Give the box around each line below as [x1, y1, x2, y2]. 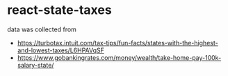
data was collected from [7, 25, 76, 33]
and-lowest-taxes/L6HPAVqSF [17, 46, 104, 54]
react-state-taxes [7, 2, 113, 18]
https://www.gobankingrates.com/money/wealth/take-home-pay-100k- [17, 53, 222, 61]
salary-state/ [17, 61, 54, 69]
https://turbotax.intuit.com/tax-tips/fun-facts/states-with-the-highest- [17, 38, 218, 47]
